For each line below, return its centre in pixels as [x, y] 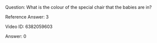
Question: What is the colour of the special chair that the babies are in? [78, 7]
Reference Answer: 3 [27, 17]
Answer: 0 [16, 36]
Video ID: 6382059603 [29, 26]
